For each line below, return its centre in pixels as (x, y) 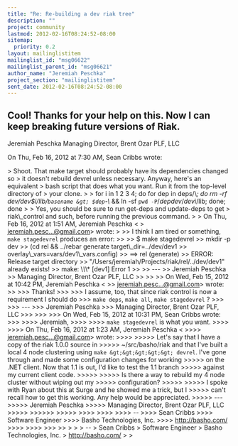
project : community (36, 27)
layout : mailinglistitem (44, 54)
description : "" (31, 21)
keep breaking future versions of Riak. (94, 126)
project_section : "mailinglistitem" (61, 80)
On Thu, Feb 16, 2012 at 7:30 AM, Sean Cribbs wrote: (85, 158)
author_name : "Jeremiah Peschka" (57, 73)
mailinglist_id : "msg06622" (49, 60)
